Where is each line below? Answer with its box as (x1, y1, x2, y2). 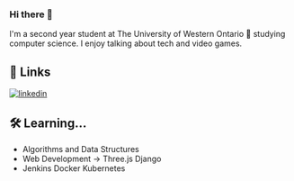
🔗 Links (9, 64, 51, 79)
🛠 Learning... (9, 115, 87, 131)
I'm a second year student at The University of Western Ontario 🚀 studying (9, 29, 286, 40)
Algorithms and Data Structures (22, 143, 139, 154)
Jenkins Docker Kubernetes (22, 162, 126, 174)
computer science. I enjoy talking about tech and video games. (9, 38, 243, 49)
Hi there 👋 (9, 8, 54, 21)
